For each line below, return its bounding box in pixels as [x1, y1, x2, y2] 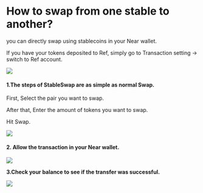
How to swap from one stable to [6, 4, 170, 18]
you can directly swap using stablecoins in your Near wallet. [6, 37, 157, 44]
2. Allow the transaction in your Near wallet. [6, 143, 120, 150]
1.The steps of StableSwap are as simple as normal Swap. [6, 81, 155, 88]
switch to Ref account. [6, 55, 63, 63]
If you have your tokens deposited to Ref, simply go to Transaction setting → [6, 49, 198, 56]
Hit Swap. [6, 118, 31, 125]
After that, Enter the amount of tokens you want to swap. [6, 107, 148, 114]
